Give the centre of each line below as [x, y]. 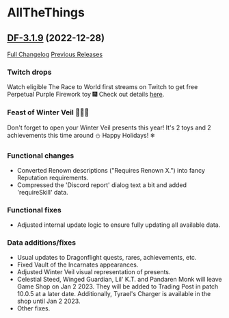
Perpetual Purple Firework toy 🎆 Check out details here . [86, 95]
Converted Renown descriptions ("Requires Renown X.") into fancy [111, 170]
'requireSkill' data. [42, 192]
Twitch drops [29, 72]
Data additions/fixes [42, 243]
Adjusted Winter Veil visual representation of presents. [94, 272]
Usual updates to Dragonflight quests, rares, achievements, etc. [107, 258]
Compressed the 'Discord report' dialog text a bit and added [102, 185]
